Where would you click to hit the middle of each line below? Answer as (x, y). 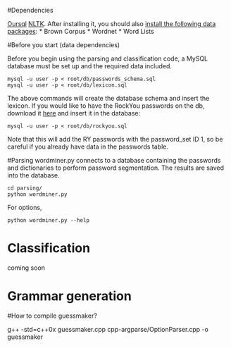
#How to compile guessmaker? (52, 316)
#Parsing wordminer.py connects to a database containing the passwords (114, 160)
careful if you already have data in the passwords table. (88, 147)
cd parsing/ (25, 188)
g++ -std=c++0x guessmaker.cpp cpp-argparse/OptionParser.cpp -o (108, 329)
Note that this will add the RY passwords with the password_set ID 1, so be (115, 139)
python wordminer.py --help (49, 220)
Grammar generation (69, 296)
